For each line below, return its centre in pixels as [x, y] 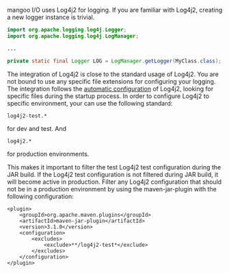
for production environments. [48, 154]
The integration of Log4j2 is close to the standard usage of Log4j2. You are [113, 74]
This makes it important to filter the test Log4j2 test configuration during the [114, 167]
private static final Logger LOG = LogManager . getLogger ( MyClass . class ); [114, 61]
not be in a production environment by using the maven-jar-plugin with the [112, 189]
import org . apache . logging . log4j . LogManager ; [73, 36]
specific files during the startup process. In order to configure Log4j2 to [108, 96]
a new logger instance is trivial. [51, 17]
